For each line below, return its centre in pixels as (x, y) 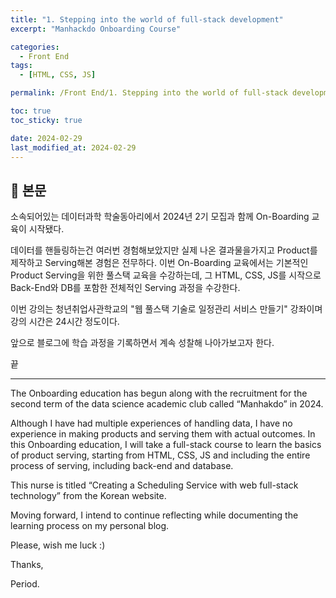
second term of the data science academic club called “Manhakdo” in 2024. (167, 404)
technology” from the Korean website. (88, 496)
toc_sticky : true (46, 120)
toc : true (31, 111)
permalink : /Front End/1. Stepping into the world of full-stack (149, 93)
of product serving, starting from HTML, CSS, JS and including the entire (160, 455)
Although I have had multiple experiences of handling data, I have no (151, 423)
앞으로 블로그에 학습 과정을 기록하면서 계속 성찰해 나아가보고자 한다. (142, 343)
